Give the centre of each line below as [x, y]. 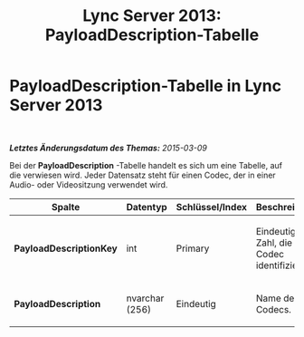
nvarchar [145, 298]
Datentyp [147, 207]
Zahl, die [274, 243]
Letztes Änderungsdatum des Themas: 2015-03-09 [109, 148]
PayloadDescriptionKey [66, 248]
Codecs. [274, 309]
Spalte [66, 207]
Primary [193, 248]
